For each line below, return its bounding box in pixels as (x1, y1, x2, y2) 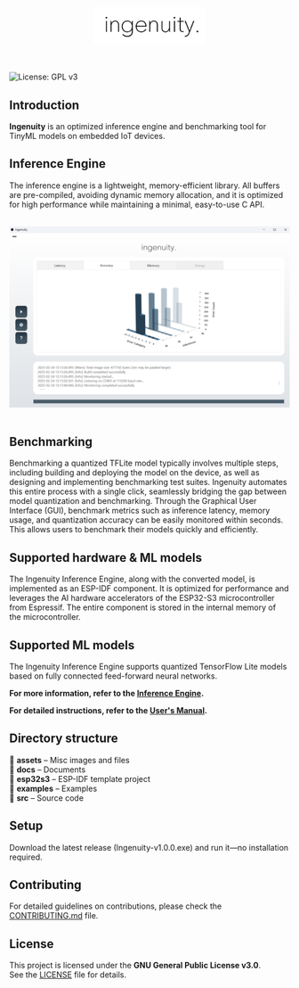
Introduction (9, 97, 80, 112)
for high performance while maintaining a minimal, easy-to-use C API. (9, 199, 265, 210)
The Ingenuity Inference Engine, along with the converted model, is (9, 573, 255, 585)
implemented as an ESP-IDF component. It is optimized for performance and (9, 583, 289, 594)
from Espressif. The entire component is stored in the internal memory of (9, 602, 277, 613)
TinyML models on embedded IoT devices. (9, 130, 166, 141)
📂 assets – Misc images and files (9, 754, 131, 765)
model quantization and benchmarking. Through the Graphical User (9, 496, 257, 506)
